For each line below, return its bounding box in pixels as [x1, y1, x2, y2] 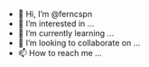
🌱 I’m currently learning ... [17, 28, 115, 38]
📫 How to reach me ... [17, 48, 102, 58]
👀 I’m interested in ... [17, 18, 95, 29]
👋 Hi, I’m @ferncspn [17, 9, 93, 19]
